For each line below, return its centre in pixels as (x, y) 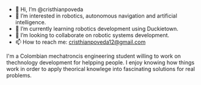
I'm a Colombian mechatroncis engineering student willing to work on (94, 56)
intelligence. (31, 22)
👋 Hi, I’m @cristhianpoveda (49, 9)
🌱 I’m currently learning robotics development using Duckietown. (97, 29)
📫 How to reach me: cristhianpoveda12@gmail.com (80, 42)
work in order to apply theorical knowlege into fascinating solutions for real (101, 69)
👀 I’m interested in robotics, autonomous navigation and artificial (96, 16)
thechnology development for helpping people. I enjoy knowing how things (100, 63)
